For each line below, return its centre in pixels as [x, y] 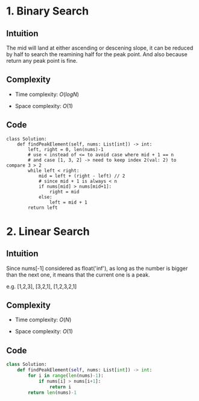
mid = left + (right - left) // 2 [82, 176]
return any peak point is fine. [42, 61]
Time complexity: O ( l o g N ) [47, 94]
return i [60, 387]
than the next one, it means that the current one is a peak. [78, 274]
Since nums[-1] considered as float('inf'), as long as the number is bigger [97, 268]
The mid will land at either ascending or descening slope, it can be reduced [100, 48]
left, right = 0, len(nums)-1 [66, 149]
